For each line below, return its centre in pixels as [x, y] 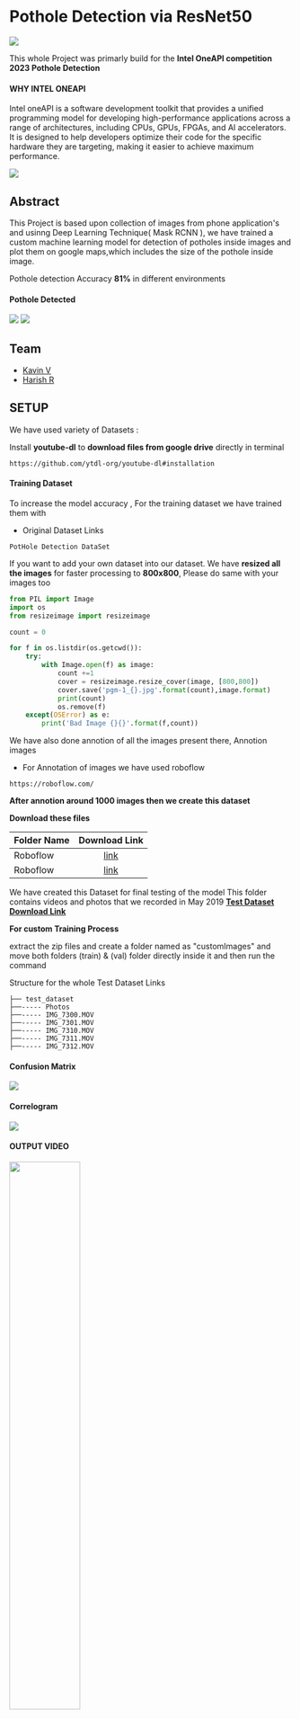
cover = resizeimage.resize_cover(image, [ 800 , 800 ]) [158, 681]
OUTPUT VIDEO [40, 1146]
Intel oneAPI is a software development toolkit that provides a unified [137, 109]
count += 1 [75, 673]
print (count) [81, 699]
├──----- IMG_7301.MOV [52, 1023]
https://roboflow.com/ [52, 784]
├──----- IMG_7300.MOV [52, 1015]
